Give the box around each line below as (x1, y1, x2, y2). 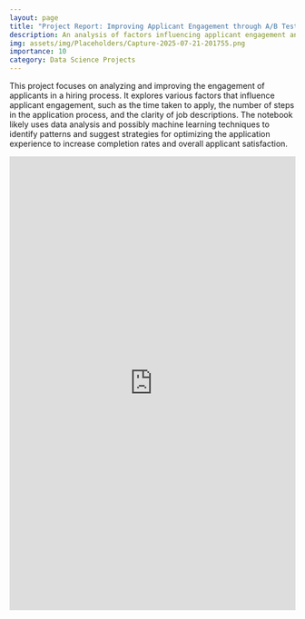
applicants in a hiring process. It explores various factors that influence (9, 90, 275, 101)
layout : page (9, 13, 59, 23)
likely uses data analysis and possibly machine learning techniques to (9, 119, 271, 130)
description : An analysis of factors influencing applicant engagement (9, 30, 286, 39)
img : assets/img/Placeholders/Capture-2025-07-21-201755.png (9, 38, 246, 48)
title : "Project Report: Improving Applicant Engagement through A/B (9, 22, 279, 31)
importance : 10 (9, 47, 67, 56)
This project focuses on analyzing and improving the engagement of (9, 81, 265, 91)
